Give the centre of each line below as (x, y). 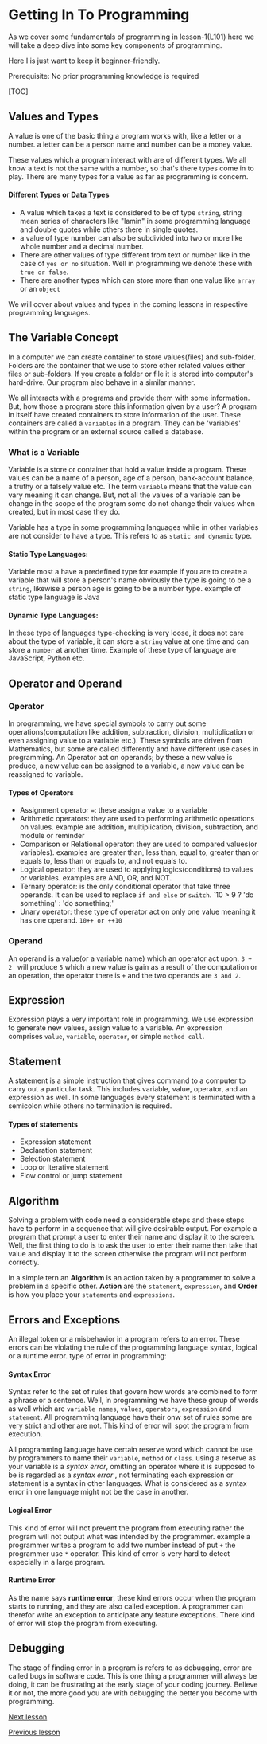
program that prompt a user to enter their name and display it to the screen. (132, 1237)
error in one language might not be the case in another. (99, 1492)
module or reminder (52, 836)
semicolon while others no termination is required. (90, 1106)
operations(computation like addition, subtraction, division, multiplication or (132, 732)
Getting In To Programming (99, 15)
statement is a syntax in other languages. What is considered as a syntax (128, 1483)
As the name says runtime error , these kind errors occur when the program (132, 1597)
